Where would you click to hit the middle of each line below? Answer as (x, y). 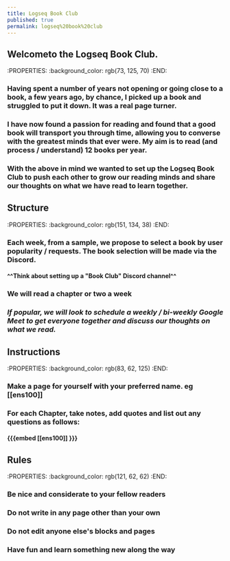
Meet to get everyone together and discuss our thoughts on (109, 321)
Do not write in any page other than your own (84, 513)
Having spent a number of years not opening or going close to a (115, 89)
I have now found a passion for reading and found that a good (112, 125)
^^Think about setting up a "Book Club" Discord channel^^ (92, 276)
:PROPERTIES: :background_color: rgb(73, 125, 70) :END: (87, 71)
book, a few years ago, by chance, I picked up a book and (104, 97)
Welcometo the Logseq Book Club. (83, 54)
